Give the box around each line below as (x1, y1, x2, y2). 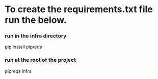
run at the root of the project (5, 57, 76, 64)
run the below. (5, 14, 67, 26)
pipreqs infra (5, 68, 32, 74)
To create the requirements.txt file (5, 4, 153, 15)
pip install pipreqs (5, 44, 42, 50)
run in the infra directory (5, 32, 67, 39)
